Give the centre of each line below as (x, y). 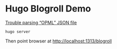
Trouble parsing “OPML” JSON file (41, 22)
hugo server (18, 31)
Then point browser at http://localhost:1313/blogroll (59, 41)
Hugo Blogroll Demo (48, 9)
